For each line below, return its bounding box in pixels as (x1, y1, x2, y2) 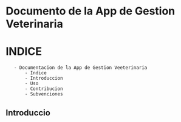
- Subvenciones (24, 91, 63, 97)
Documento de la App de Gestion (5, 4, 176, 18)
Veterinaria (5, 17, 63, 31)
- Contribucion (24, 86, 63, 92)
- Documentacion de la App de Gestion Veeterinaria (13, 65, 148, 71)
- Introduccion (24, 75, 63, 82)
